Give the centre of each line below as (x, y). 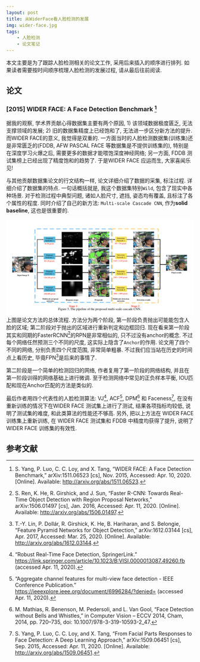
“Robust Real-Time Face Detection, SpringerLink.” (76, 554)
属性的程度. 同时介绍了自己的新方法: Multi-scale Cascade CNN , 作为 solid (99, 203)
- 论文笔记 (29, 44)
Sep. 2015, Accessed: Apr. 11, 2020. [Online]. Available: (82, 646)
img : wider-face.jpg (32, 25)
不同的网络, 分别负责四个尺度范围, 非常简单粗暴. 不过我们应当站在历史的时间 (99, 350)
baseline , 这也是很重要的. (37, 211)
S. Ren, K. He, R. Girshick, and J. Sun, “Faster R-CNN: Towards (92, 494)
